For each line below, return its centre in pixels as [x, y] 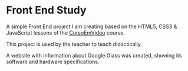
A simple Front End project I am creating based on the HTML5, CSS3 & [92, 26]
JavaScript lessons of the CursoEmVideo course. [66, 32]
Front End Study [46, 10]
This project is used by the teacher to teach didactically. [74, 44]
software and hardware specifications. [53, 62]
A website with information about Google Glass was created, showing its [94, 55]
